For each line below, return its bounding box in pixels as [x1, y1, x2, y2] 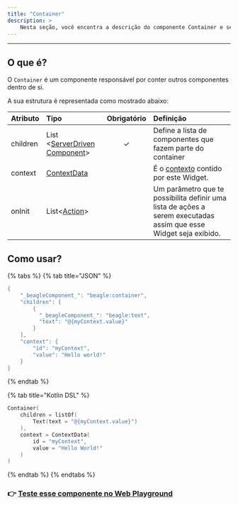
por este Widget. [153, 173, 209, 183]
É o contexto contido [153, 164, 222, 174]
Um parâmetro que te [153, 184, 225, 194]
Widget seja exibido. [153, 229, 221, 239]
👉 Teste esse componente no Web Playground [7, 489, 174, 499]
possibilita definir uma [153, 193, 227, 203]
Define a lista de [153, 126, 208, 136]
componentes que [153, 134, 214, 144]
